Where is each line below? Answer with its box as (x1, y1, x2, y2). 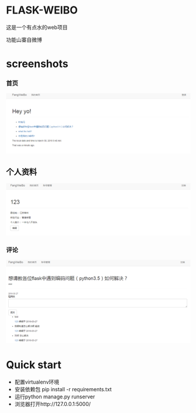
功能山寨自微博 (6, 36, 42, 43)
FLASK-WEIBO (6, 4, 78, 17)
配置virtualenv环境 (14, 378, 60, 385)
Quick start (6, 358, 61, 372)
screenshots (6, 57, 68, 70)
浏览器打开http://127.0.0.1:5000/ (14, 400, 91, 407)
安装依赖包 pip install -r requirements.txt (14, 385, 112, 392)
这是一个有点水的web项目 (6, 23, 68, 31)
